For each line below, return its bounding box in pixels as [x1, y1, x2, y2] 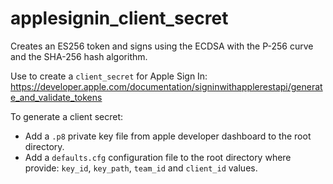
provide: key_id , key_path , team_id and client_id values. [24, 162, 258, 174]
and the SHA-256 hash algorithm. [10, 50, 148, 62]
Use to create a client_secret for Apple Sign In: [10, 70, 208, 82]
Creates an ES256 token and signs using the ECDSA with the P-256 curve [10, 40, 314, 52]
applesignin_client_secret [10, 7, 229, 30]
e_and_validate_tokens [10, 91, 103, 103]
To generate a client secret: [10, 110, 124, 122]
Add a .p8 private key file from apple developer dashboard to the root [24, 130, 312, 142]
